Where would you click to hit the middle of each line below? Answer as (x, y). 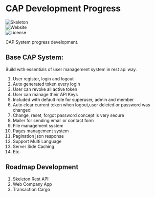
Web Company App (32, 184)
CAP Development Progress (63, 9)
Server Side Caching (33, 146)
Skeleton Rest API (31, 179)
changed (22, 110)
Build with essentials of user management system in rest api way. (71, 69)
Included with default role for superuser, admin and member (73, 99)
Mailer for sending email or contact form (53, 120)
